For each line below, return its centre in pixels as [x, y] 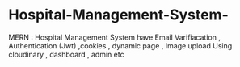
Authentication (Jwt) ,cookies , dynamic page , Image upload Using [120, 45]
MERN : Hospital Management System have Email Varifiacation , [114, 37]
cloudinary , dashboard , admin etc [66, 54]
